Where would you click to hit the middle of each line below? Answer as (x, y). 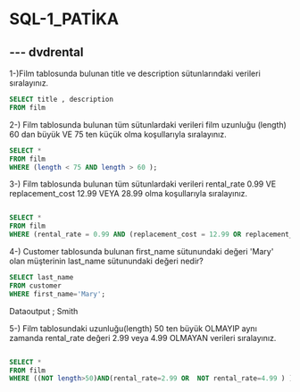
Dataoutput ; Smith (44, 311)
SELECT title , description (62, 99)
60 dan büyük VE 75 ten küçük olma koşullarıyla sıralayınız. (118, 134)
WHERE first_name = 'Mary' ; (57, 294)
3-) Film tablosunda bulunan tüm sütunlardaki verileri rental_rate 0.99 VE (143, 184)
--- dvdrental (46, 52)
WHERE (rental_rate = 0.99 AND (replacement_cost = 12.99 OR (125, 235)
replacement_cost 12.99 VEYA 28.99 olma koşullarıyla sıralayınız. (129, 194)
